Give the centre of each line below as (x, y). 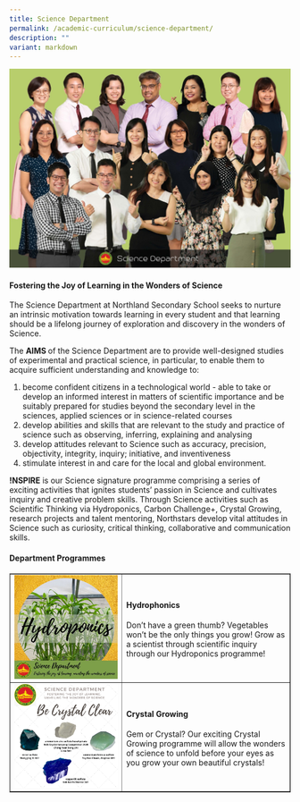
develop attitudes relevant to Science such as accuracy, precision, (144, 444)
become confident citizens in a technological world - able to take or (146, 387)
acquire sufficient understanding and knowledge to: (104, 370)
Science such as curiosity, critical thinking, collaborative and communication (150, 528)
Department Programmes (58, 558)
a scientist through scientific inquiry (192, 645)
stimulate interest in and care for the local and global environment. (144, 463)
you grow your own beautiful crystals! (196, 762)
